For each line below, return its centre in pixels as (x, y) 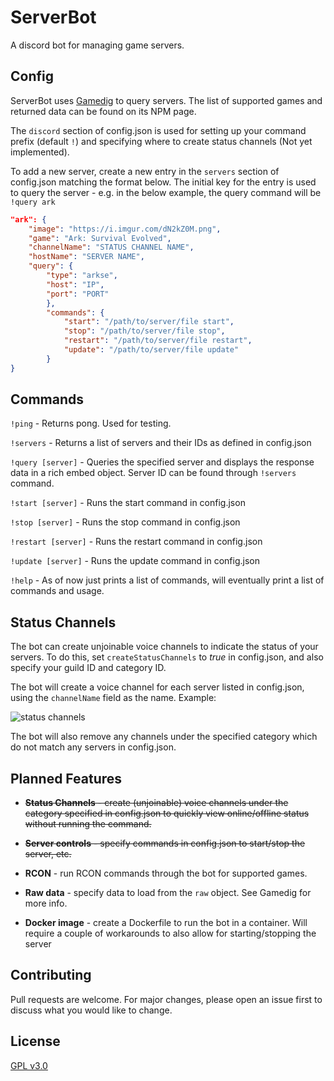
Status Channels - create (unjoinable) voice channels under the (156, 803)
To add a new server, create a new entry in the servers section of (145, 171)
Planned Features (66, 778)
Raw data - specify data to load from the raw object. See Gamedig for (168, 893)
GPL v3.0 (29, 1065)
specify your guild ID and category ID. (88, 668)
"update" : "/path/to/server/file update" (151, 350)
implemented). (40, 152)
